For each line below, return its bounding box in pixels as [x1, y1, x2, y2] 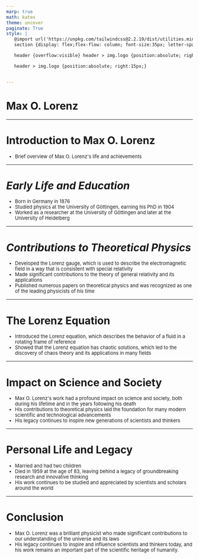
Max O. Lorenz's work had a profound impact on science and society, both [14, 395, 182, 402]
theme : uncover [6, 20, 44, 26]
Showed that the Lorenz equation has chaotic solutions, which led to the [14, 345, 177, 351]
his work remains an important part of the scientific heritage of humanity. [14, 547, 179, 554]
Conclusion [6, 511, 64, 524]
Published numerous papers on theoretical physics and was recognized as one [14, 282, 192, 289]
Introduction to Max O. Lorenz [6, 134, 156, 147]
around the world [14, 485, 54, 491]
